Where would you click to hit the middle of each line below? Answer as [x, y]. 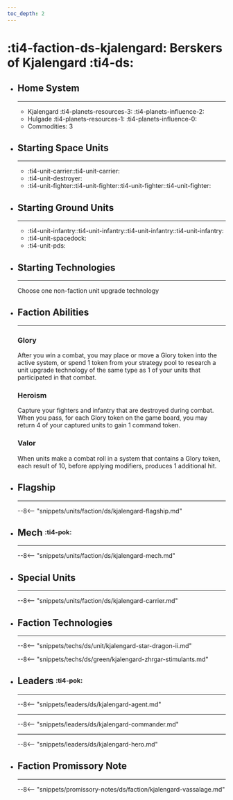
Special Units [46, 578]
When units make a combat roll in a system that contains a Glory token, [119, 458]
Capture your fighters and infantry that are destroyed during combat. [115, 411]
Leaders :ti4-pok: [50, 681]
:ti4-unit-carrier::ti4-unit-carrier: [74, 171]
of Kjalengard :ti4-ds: [70, 62]
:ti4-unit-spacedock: [57, 238]
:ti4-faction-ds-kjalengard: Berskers [115, 48]
